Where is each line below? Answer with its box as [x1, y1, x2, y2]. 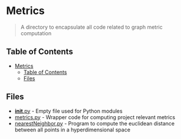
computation [20, 29, 52, 36]
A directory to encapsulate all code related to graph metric [20, 23, 163, 30]
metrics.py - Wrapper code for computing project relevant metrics [14, 113, 176, 121]
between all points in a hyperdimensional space [14, 126, 131, 133]
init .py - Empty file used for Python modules [14, 107, 123, 114]
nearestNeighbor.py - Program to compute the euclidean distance [14, 120, 175, 127]
